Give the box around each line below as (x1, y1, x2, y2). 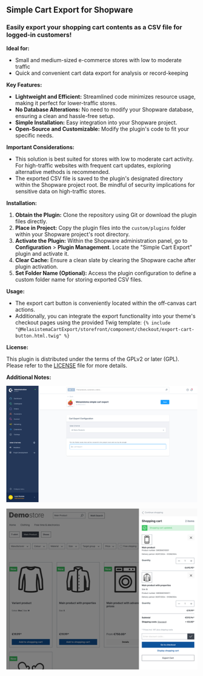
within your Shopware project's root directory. (15, 231, 130, 238)
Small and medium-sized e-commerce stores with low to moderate (15, 56, 182, 63)
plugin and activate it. (15, 249, 69, 257)
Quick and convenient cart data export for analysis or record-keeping (15, 69, 189, 77)
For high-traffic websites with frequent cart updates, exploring (15, 161, 171, 169)
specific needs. (15, 131, 54, 139)
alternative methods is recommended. (15, 168, 110, 175)
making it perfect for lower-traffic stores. (15, 99, 117, 106)
